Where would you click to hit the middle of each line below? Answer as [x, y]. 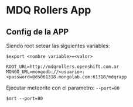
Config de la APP [37, 32]
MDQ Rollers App [49, 10]
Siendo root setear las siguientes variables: [58, 46]
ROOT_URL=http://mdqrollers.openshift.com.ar [62, 67]
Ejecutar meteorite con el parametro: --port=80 [63, 88]
